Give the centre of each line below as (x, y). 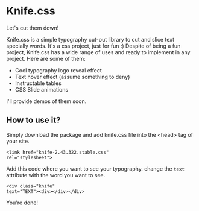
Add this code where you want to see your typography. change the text (96, 168)
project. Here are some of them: (46, 58)
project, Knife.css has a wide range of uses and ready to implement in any (98, 52)
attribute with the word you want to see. (56, 175)
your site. (18, 141)
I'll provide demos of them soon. (46, 101)
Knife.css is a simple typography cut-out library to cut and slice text (90, 39)
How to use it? (33, 120)
